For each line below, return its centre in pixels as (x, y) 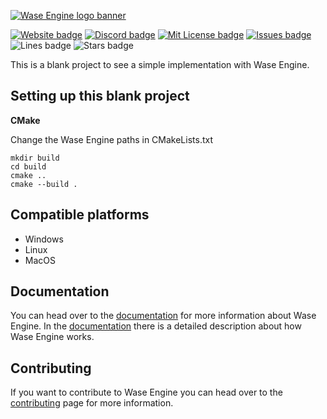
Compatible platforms (80, 215)
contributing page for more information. (92, 403)
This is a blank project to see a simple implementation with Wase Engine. (160, 64)
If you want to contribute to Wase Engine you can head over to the (146, 392)
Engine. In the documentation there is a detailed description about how (156, 326)
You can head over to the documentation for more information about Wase (163, 316)
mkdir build (35, 158)
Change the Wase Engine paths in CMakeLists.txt (112, 139)
